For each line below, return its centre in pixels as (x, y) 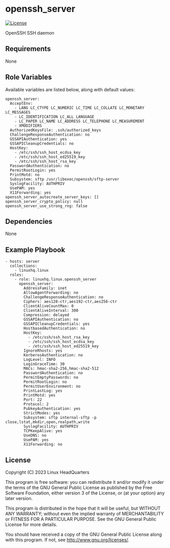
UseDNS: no (35, 436)
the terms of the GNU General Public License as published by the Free (79, 488)
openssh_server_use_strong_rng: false (46, 206)
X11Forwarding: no (43, 445)
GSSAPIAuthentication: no (51, 320)
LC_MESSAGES (18, 112)
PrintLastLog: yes (43, 391)
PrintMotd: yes (40, 396)
